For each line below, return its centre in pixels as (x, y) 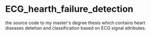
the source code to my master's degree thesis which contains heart (75, 23)
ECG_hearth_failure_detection (69, 9)
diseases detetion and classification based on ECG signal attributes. (76, 28)
